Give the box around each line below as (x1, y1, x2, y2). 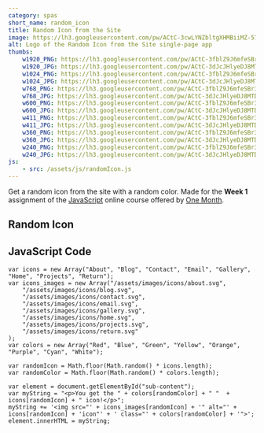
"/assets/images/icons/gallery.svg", (22, 307, 146, 315)
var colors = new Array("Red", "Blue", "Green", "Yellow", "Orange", (8, 342, 241, 350)
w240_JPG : (22, 150, 55, 158)
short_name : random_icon (8, 19, 90, 27)
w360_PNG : (22, 128, 55, 136)
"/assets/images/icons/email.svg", (22, 300, 139, 308)
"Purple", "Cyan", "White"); (8, 348, 104, 357)
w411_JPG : (22, 121, 55, 129)
